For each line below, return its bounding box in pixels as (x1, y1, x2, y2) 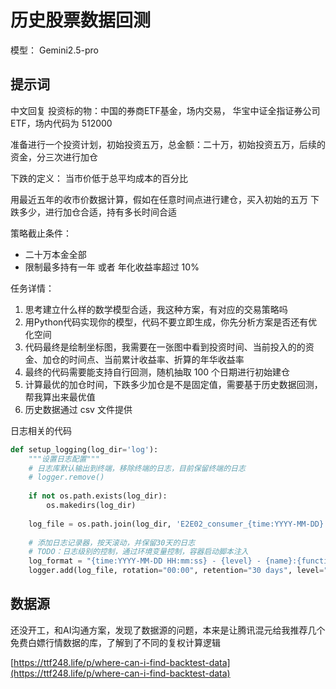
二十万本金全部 (24, 248, 87, 260)
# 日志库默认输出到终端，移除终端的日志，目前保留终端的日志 (28, 463, 246, 473)
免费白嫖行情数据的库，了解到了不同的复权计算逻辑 (10, 636, 221, 648)
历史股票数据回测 (10, 9, 152, 32)
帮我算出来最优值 (24, 391, 96, 403)
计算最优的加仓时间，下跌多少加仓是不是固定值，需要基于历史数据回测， (24, 378, 323, 390)
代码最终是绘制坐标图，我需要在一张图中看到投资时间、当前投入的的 (24, 341, 306, 353)
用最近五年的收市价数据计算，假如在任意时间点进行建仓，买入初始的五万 (10, 193, 308, 205)
